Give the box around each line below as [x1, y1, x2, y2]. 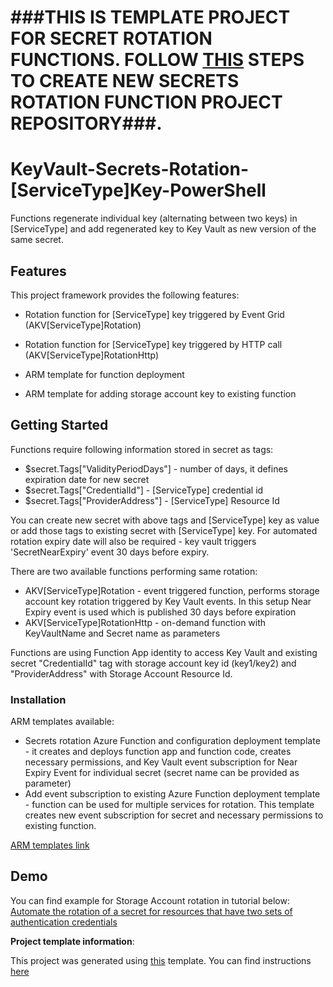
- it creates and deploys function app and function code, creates [24, 746, 292, 758]
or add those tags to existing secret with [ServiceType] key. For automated [10, 524, 318, 536]
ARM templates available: [10, 716, 115, 728]
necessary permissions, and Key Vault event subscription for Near [24, 756, 298, 768]
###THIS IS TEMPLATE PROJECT [10, 6, 291, 29]
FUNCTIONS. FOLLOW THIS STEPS [10, 49, 305, 71]
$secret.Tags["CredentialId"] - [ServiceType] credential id [24, 484, 264, 496]
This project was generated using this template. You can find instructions [10, 954, 312, 966]
